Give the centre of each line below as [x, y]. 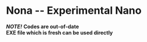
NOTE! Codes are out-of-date [43, 26]
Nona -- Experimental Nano [74, 11]
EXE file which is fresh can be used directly [60, 32]
